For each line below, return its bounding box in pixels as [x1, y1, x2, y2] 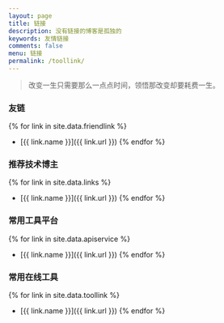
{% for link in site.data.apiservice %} [8, 234, 131, 244]
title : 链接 [8, 19, 46, 28]
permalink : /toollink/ [8, 57, 85, 66]
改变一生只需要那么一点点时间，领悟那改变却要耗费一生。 [27, 80, 220, 90]
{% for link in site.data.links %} [8, 177, 112, 187]
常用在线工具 [8, 271, 59, 283]
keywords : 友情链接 [8, 34, 70, 43]
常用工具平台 [8, 215, 59, 227]
